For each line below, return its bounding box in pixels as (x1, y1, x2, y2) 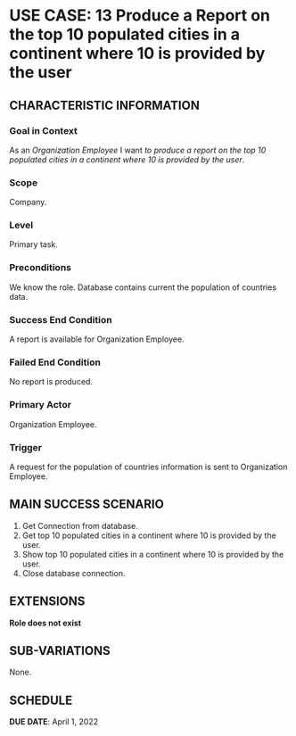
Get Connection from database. (21, 520, 138, 531)
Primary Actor (9, 399, 71, 411)
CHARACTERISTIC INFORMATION (9, 97, 201, 112)
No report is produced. (9, 376, 94, 387)
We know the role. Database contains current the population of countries (9, 282, 277, 293)
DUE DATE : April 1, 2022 (9, 716, 99, 727)
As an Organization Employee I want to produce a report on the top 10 (9, 145, 267, 155)
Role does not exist (9, 617, 82, 628)
